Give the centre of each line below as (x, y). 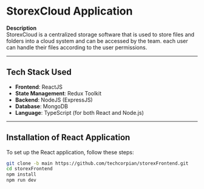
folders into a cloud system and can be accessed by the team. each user (97, 41)
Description (22, 28)
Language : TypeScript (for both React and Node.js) (80, 112)
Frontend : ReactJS (39, 87)
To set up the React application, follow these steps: (70, 152)
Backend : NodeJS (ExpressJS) (54, 100)
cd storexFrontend (29, 169)
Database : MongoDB (42, 106)
